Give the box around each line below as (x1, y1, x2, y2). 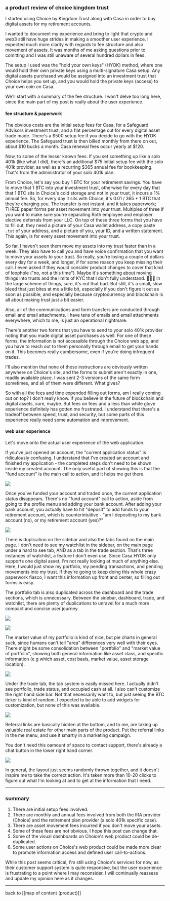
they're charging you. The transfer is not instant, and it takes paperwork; (5, 201, 156, 207)
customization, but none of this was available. (5, 702, 101, 708)
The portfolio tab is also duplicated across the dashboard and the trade (5, 589, 154, 595)
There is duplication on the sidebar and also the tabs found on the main (5, 536, 154, 542)
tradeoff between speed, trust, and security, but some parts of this (5, 411, 144, 417)
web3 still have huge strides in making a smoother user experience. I (5, 36, 149, 42)
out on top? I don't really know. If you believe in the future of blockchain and (5, 395, 164, 401)
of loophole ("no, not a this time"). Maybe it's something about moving (5, 270, 152, 276)
